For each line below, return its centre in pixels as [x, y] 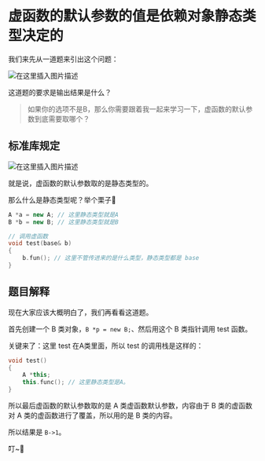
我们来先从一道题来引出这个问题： [63, 59]
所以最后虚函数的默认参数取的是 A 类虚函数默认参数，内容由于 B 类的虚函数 [131, 406]
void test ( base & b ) [40, 243]
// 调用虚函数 [28, 236]
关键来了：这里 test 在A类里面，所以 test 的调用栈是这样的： [106, 346]
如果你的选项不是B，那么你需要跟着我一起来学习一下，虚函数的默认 [136, 109]
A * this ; [37, 375]
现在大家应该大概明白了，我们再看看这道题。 [81, 312]
